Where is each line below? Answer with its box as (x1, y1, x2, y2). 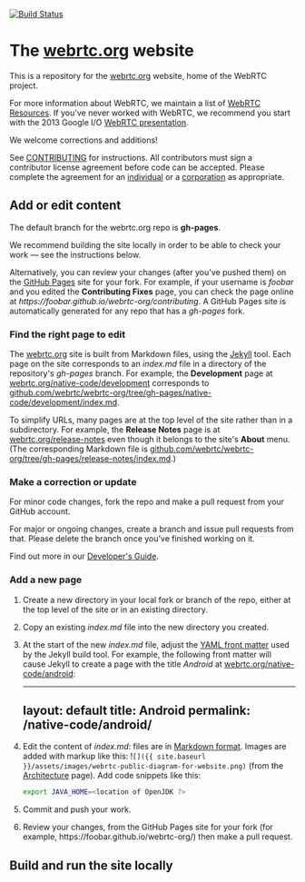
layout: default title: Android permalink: (22, 703, 251, 718)
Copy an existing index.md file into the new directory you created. (22, 621, 270, 632)
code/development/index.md (9, 397, 118, 408)
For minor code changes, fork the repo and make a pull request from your (9, 496, 284, 508)
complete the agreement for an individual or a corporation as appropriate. (9, 171, 285, 182)
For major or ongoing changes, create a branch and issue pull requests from (9, 523, 295, 535)
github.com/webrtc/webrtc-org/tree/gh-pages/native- (9, 387, 212, 399)
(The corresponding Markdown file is (9, 443, 148, 454)
